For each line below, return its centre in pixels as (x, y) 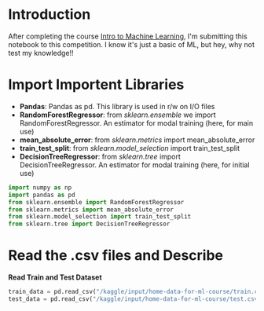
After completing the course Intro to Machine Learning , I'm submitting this (128, 36)
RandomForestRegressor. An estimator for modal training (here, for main (136, 123)
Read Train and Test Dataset (55, 277)
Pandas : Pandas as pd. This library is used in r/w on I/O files (117, 106)
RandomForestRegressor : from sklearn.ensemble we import (117, 115)
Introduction (49, 15)
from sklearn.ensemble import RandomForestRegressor (96, 202)
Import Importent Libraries (96, 85)
